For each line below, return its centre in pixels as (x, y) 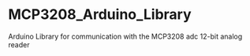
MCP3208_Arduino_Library (100, 15)
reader (19, 44)
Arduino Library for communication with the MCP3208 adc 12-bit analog (125, 36)
